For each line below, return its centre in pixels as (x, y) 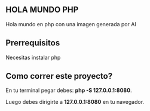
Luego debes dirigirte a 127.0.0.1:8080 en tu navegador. (75, 102)
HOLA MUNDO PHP (42, 10)
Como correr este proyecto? (59, 76)
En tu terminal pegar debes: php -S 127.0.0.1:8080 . (69, 90)
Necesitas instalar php (33, 57)
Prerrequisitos (33, 43)
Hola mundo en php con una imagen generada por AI (71, 24)
